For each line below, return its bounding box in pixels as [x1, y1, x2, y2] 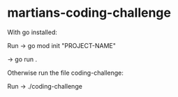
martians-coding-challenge [7, 5, 171, 21]
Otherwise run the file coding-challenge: [7, 68, 124, 77]
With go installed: [7, 28, 58, 36]
